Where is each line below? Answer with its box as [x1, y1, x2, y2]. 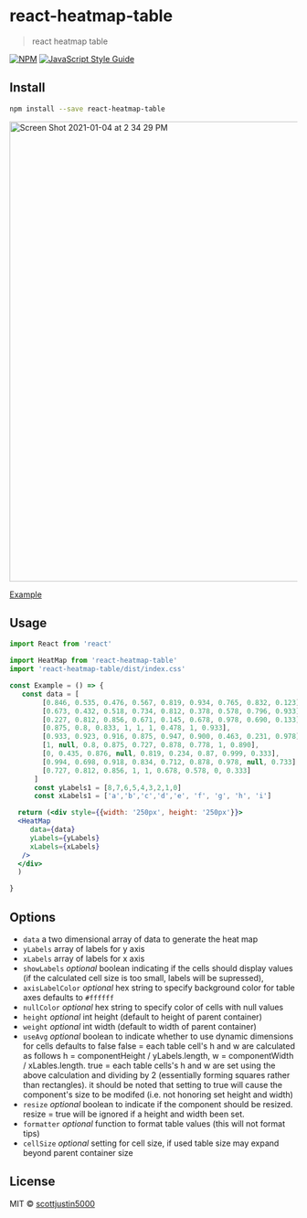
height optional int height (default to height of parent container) [22, 1011, 262, 1022]
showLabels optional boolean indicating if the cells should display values [22, 963, 294, 974]
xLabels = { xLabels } [29, 842, 101, 851]
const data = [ [21, 689, 79, 699]
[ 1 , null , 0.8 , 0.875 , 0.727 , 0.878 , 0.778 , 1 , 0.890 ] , [42, 741, 259, 750]
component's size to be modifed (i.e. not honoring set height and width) [22, 1089, 294, 1100]
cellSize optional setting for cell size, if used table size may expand [22, 1138, 280, 1149]
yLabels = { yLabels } [29, 833, 101, 842]
